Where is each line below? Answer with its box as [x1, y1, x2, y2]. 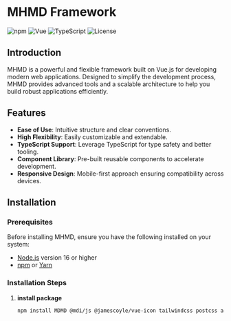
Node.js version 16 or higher [16, 253, 98, 262]
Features [7, 107, 46, 119]
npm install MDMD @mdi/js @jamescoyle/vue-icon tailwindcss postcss [16, 307, 218, 314]
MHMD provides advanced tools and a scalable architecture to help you [7, 80, 210, 88]
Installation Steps [7, 278, 67, 288]
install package [16, 293, 63, 302]
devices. [16, 176, 42, 185]
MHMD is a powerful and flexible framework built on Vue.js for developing [7, 65, 217, 73]
